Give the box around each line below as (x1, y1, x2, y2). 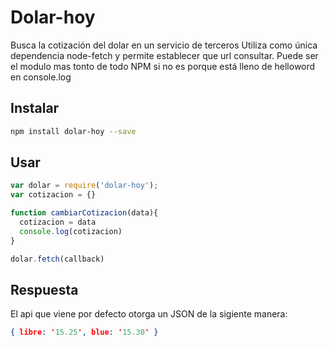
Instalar (10, 100, 60, 117)
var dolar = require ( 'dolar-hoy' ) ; (10, 181, 159, 191)
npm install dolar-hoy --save (10, 126, 137, 136)
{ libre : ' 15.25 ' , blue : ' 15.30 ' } (10, 327, 159, 338)
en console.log (10, 71, 72, 83)
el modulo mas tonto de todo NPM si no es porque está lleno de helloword (10, 60, 316, 72)
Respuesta (10, 281, 79, 298)
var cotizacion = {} (10, 190, 97, 200)
